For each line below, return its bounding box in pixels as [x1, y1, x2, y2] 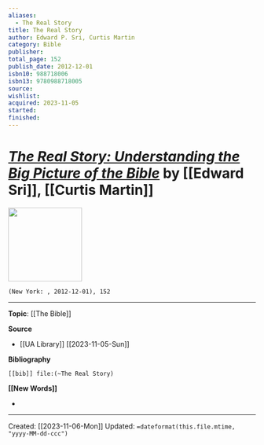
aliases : [8, 11, 37, 20]
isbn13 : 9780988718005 [8, 77, 82, 85]
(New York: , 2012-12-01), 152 [8, 288, 111, 296]
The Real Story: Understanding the [8, 148, 240, 166]
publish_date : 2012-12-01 [8, 63, 93, 71]
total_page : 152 [8, 56, 61, 64]
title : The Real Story [8, 26, 82, 34]
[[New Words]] [8, 383, 57, 393]
